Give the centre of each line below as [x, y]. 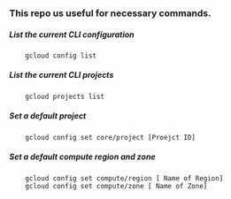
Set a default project [48, 116]
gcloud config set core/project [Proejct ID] [111, 137]
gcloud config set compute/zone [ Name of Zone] [116, 186]
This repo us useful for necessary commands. [110, 13]
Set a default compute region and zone [83, 157]
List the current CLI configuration [72, 34]
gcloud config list [61, 56]
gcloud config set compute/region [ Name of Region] [124, 178]
